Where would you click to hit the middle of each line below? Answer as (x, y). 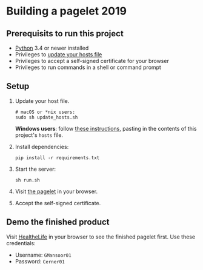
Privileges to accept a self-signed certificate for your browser (92, 61)
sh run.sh (28, 180)
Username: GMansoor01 (43, 255)
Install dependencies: (42, 147)
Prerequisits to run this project (65, 34)
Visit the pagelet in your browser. (56, 191)
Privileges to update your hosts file (58, 54)
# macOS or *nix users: (45, 112)
